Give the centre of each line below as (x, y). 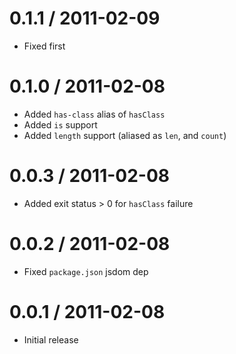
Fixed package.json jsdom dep (86, 271)
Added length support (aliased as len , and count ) (125, 135)
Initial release (51, 339)
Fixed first (44, 46)
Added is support (60, 124)
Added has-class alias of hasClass (94, 114)
